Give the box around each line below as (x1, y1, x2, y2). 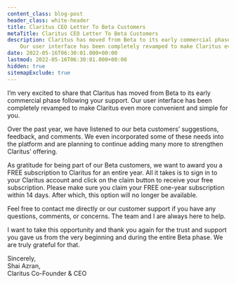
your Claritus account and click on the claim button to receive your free (7, 175, 214, 184)
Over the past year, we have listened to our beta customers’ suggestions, (7, 125, 219, 133)
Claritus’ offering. (7, 147, 58, 156)
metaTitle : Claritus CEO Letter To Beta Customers (7, 30, 159, 37)
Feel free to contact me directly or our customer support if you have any (7, 204, 216, 213)
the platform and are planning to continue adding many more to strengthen (7, 139, 223, 148)
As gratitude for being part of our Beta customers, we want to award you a (7, 161, 223, 169)
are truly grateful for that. (7, 240, 81, 249)
